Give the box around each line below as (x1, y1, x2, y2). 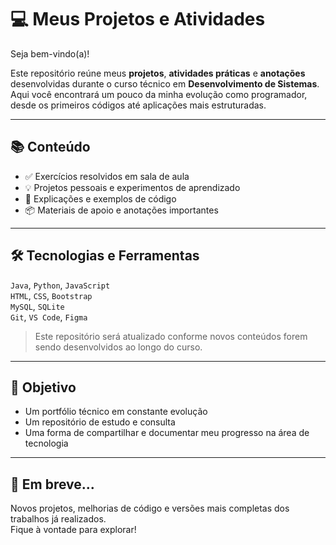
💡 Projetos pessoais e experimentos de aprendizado (24, 181, 241, 193)
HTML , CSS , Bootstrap (10, 289, 93, 301)
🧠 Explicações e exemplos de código (24, 192, 177, 205)
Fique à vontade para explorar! (10, 524, 137, 536)
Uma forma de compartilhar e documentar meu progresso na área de (24, 427, 310, 439)
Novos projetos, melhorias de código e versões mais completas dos (10, 502, 290, 515)
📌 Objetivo (10, 379, 77, 396)
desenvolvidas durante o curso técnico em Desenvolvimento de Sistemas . (10, 77, 320, 90)
